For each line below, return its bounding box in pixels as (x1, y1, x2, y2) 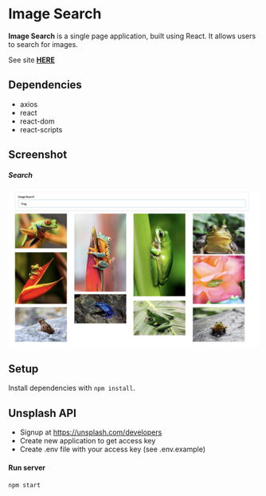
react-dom (19, 116, 55, 126)
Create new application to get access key (19, 436, 156, 446)
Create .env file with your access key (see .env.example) (19, 444, 205, 455)
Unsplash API (8, 406, 77, 419)
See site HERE (8, 55, 56, 65)
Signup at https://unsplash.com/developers (19, 427, 162, 437)
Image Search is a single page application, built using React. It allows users (8, 31, 256, 41)
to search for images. (8, 39, 78, 49)
